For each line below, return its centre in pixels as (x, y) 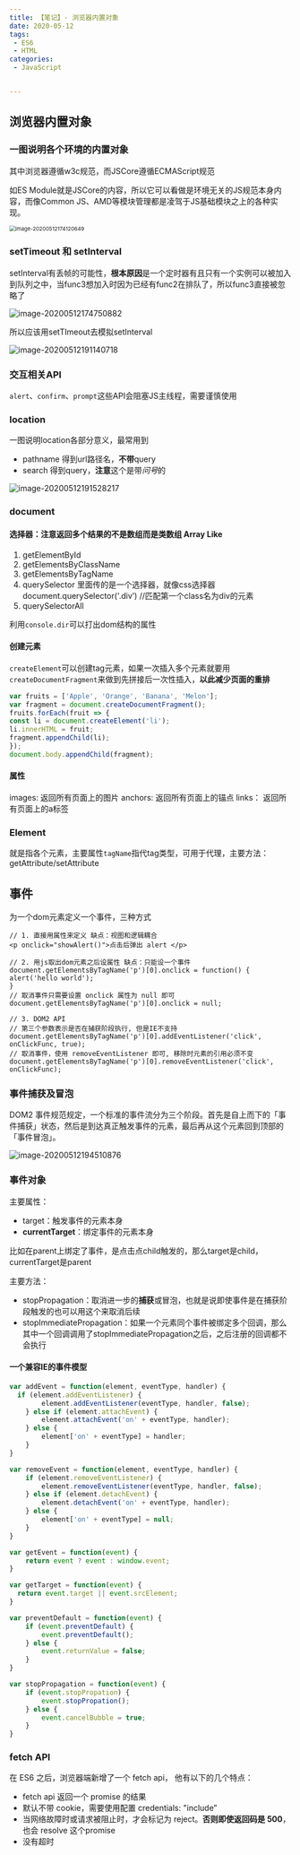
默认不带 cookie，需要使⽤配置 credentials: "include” (120, 1808)
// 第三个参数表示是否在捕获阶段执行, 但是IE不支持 (93, 1029)
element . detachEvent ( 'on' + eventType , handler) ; (136, 1503)
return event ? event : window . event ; (98, 1561)
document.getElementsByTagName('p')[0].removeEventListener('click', (142, 1062)
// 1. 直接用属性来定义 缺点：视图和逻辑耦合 (84, 936)
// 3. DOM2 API (38, 1019)
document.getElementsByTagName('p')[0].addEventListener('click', (136, 1036)
